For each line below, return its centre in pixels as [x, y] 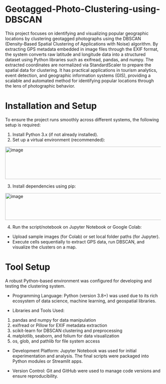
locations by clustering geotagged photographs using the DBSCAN [73, 39]
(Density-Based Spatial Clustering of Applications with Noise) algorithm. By [82, 44]
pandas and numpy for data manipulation [54, 320]
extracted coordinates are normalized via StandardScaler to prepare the [78, 65]
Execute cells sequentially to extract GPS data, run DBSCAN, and [78, 241]
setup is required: [23, 125]
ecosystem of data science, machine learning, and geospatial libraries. [84, 301]
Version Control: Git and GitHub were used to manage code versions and [86, 371]
